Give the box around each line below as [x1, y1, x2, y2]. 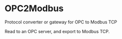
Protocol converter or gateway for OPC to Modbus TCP [4, 19, 118, 25]
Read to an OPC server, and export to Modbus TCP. [4, 28, 110, 34]
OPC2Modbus [4, 3, 64, 14]
